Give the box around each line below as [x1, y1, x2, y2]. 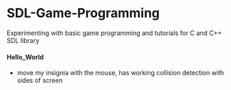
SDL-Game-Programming [6, 5, 160, 21]
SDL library [6, 36, 40, 44]
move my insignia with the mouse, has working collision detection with [16, 69, 225, 77]
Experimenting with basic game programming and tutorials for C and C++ [6, 29, 222, 37]
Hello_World [6, 52, 44, 61]
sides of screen [16, 76, 63, 85]
